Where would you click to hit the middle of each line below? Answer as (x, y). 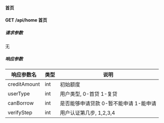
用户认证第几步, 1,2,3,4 (87, 113)
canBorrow (21, 103)
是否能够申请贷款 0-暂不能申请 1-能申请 (108, 103)
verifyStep (20, 112)
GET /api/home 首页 (26, 20)
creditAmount (24, 84)
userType (19, 94)
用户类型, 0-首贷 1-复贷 (89, 94)
